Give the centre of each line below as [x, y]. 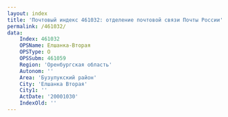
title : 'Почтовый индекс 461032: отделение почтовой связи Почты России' [115, 20]
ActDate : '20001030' [49, 97]
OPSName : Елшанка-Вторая [55, 45]
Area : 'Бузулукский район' [58, 77]
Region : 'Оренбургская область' [66, 65]
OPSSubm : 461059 [43, 58]
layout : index [28, 13]
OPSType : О [35, 52]
